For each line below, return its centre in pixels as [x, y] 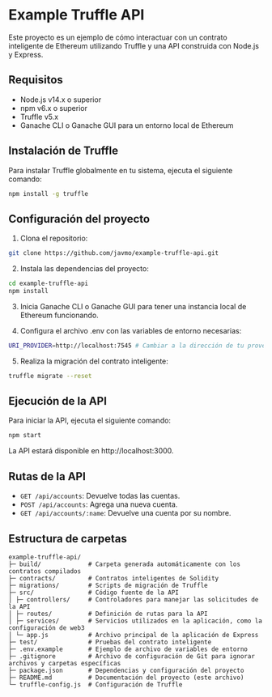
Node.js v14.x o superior [61, 100]
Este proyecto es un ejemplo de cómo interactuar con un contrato [118, 37]
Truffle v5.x [39, 117]
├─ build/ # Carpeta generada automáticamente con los [125, 564]
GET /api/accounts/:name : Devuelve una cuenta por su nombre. [125, 513]
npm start [25, 436]
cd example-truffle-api [49, 284]
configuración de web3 [47, 628]
